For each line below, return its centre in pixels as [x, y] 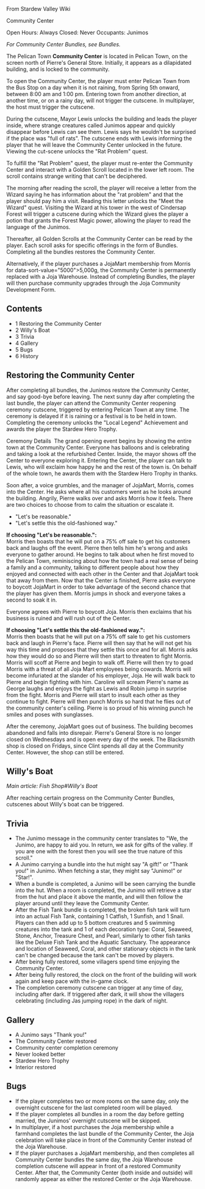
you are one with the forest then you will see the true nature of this [99, 852]
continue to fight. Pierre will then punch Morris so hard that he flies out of [99, 701]
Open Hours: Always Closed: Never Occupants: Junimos [77, 32]
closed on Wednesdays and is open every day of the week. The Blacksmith [101, 739]
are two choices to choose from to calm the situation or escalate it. [90, 504]
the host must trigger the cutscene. [51, 107]
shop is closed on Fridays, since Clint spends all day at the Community [95, 746]
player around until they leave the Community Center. [82, 904]
